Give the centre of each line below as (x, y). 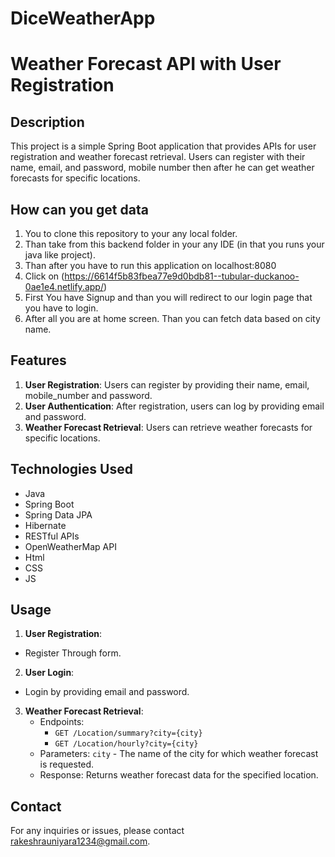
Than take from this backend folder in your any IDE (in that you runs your (174, 244)
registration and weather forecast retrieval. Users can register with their (158, 157)
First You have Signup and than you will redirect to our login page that (168, 297)
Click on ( (44, 276)
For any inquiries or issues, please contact (97, 831)
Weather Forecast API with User (146, 64)
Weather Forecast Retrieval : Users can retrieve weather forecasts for (168, 427)
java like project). (60, 255)
